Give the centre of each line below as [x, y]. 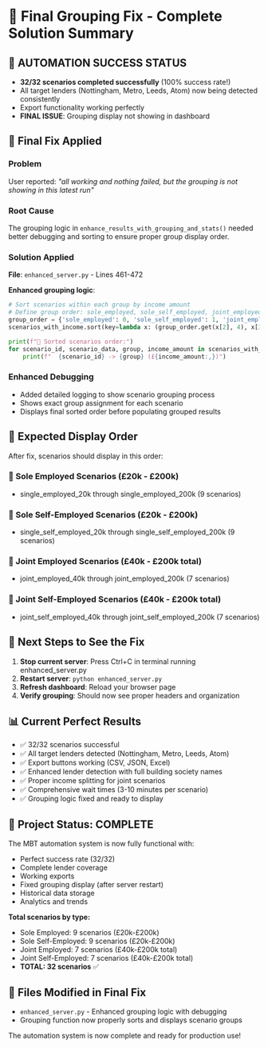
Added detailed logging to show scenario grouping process [117, 394]
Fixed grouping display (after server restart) [92, 885]
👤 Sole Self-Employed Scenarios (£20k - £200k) [103, 514]
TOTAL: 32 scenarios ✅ [59, 966]
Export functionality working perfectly [82, 108]
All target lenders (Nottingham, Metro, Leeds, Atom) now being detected [138, 90]
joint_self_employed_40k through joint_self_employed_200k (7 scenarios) [140, 617]
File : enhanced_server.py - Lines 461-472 [76, 274]
